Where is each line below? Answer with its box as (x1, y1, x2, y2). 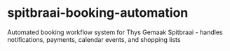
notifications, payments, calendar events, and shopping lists (7, 35, 181, 43)
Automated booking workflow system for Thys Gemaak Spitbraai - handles (7, 28, 223, 36)
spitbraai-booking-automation (7, 5, 189, 21)
